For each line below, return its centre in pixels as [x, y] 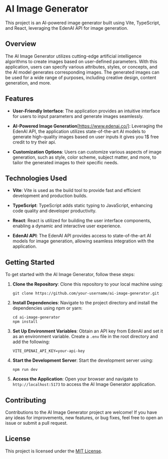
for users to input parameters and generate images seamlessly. [78, 116]
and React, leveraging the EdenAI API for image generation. [67, 28]
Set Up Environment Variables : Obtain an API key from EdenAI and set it [88, 331]
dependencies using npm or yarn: [48, 308]
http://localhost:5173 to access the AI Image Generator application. [84, 384]
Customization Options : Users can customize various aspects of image [87, 152]
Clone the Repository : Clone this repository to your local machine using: [88, 284]
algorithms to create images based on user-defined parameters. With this [81, 61]
